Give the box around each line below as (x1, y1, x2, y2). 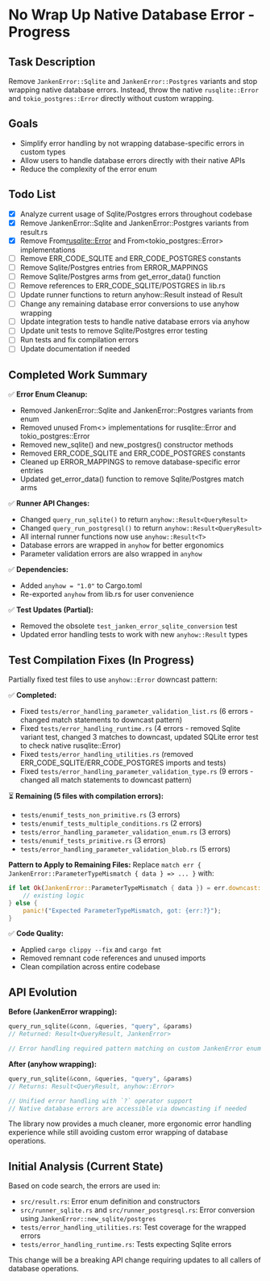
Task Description (8, 55, 96, 69)
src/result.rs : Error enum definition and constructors (19, 1197, 201, 1207)
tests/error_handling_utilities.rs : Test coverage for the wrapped (19, 1222, 247, 1233)
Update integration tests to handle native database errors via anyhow (19, 317, 250, 326)
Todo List (8, 187, 56, 201)
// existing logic (23, 891, 85, 900)
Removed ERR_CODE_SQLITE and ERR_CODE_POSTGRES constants (19, 448, 246, 458)
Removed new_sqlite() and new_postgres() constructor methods (19, 440, 234, 450)
